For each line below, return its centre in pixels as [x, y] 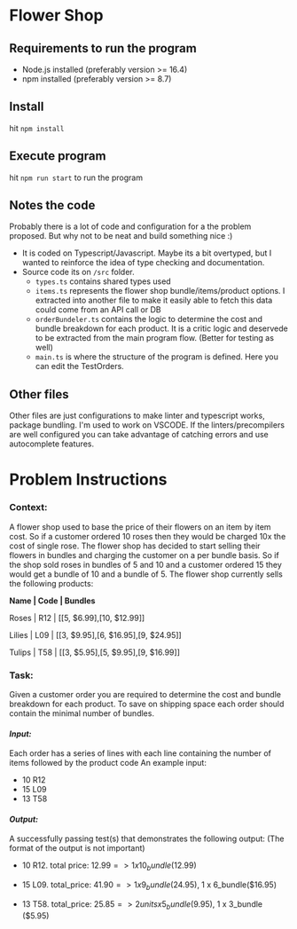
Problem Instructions [88, 480]
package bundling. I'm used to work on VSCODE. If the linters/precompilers [147, 425]
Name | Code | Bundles [52, 601]
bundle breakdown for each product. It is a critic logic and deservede [161, 328]
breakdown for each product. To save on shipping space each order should [147, 704]
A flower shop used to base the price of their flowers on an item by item [141, 527]
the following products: [51, 583]
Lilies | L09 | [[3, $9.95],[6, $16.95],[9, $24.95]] [95, 634]
